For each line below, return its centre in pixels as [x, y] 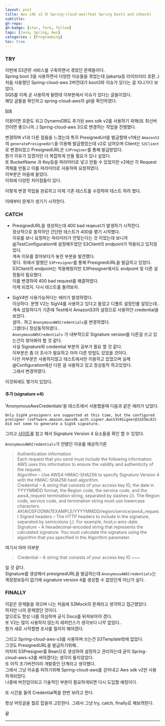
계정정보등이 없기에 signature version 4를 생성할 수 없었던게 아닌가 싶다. [75, 580]
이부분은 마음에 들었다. [27, 174]
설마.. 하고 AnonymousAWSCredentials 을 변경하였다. [61, 322]
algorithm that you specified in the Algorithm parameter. [74, 537]
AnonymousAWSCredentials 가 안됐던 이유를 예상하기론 [56, 444]
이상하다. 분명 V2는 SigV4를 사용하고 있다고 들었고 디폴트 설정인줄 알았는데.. [86, 304]
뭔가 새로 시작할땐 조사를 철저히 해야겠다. [44, 628]
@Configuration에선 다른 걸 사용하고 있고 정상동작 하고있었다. [72, 365]
